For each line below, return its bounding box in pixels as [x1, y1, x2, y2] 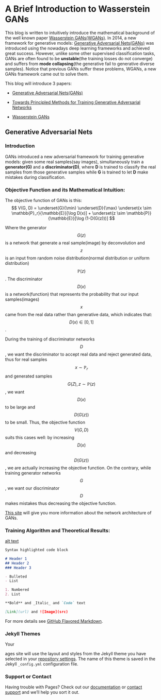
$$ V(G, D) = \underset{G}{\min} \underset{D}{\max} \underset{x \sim [11, 205, 152, 211]
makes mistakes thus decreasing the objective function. [5, 500, 116, 506]
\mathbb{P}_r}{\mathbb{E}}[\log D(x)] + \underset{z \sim [11, 210, 126, 216]
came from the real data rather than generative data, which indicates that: [5, 311, 152, 317]
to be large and [5, 404, 35, 410]
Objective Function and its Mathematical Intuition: [5, 186, 125, 193]
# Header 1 [5, 556, 27, 561]
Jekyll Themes [5, 630, 41, 637]
